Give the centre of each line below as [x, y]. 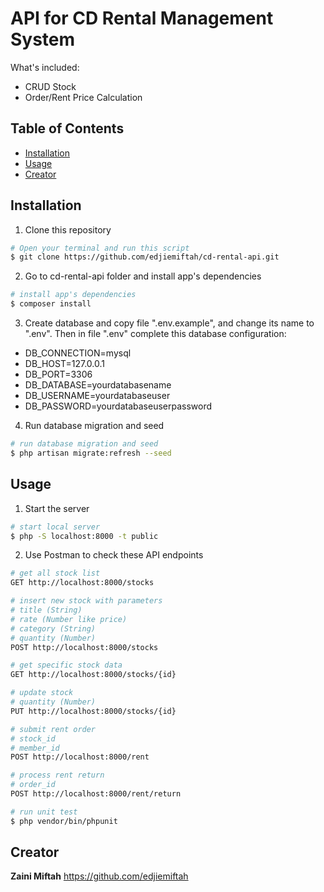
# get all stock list [55, 573]
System [43, 39]
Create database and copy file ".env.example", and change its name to [169, 323]
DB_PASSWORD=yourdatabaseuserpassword [118, 406]
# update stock [42, 693]
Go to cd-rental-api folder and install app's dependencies [143, 276]
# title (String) [46, 610]
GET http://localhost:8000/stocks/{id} [93, 675]
